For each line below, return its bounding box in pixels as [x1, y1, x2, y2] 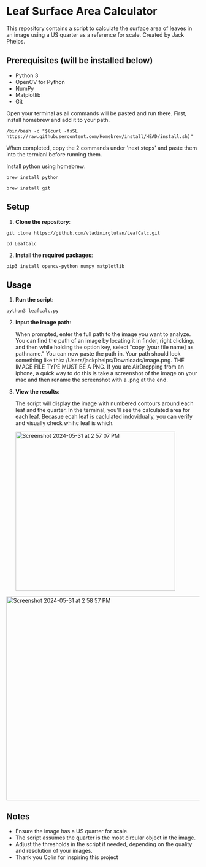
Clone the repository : [15, 218, 71, 225]
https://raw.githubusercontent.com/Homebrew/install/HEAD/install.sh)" [6, 133, 193, 139]
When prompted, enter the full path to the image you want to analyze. [15, 330, 191, 338]
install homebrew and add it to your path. [6, 116, 110, 123]
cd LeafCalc [6, 240, 37, 246]
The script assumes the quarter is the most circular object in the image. [15, 834, 196, 841]
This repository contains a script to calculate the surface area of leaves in [6, 25, 193, 32]
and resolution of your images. [15, 847, 93, 855]
